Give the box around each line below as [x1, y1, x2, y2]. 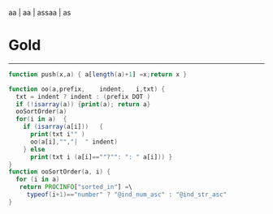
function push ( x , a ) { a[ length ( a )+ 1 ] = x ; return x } [8, 70, 188, 79]
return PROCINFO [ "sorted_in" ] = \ [19, 183, 132, 191]
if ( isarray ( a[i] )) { [23, 122, 104, 131]
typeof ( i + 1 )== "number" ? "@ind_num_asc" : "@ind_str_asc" [26, 190, 227, 199]
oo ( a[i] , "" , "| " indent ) [29, 138, 118, 146]
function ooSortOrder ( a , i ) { [8, 168, 111, 176]
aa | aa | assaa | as [8, 8, 71, 17]
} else [23, 145, 45, 153]
